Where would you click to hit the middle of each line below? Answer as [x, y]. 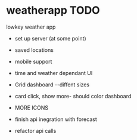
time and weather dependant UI [54, 73]
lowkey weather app [31, 27]
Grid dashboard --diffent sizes [52, 85]
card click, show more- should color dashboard [73, 96]
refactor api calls [35, 130]
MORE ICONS [32, 107]
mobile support [33, 61]
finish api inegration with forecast [56, 119]
